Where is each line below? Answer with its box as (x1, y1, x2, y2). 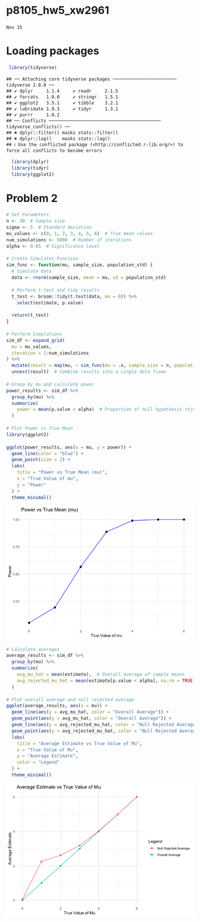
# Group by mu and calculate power (6, 381, 95, 387)
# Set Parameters (6, 212, 49, 218)
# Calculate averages (6, 646, 60, 652)
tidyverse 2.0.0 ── (6, 82, 55, 88)
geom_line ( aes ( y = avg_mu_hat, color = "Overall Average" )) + (11, 709, 169, 715)
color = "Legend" (17, 759, 60, 765)
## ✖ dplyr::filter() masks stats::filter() (6, 129, 118, 136)
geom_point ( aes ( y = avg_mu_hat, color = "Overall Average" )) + (11, 715, 171, 721)
